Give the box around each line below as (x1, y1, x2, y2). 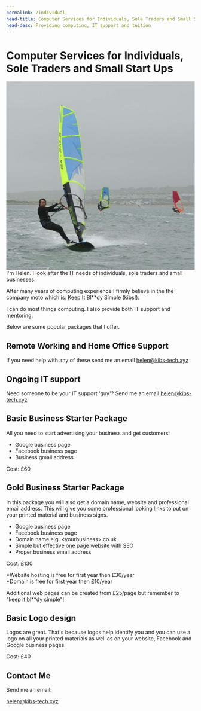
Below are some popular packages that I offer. (6, 324, 120, 331)
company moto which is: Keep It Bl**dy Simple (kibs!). (6, 294, 139, 301)
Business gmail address (14, 453, 74, 460)
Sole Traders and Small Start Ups (6, 62, 173, 75)
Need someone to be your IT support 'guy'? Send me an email (6, 389, 160, 397)
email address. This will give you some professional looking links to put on (6, 505, 189, 512)
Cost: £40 (6, 653, 31, 660)
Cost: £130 (6, 560, 33, 567)
